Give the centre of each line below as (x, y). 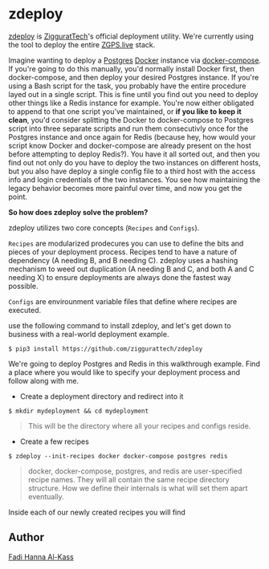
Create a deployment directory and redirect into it (102, 396)
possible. (23, 286)
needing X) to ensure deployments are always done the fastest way (120, 277)
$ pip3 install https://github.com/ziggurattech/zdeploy (106, 349)
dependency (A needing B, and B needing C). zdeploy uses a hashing (123, 260)
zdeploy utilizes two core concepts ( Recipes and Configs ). (104, 228)
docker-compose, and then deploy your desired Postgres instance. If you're (134, 77)
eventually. (46, 496)
